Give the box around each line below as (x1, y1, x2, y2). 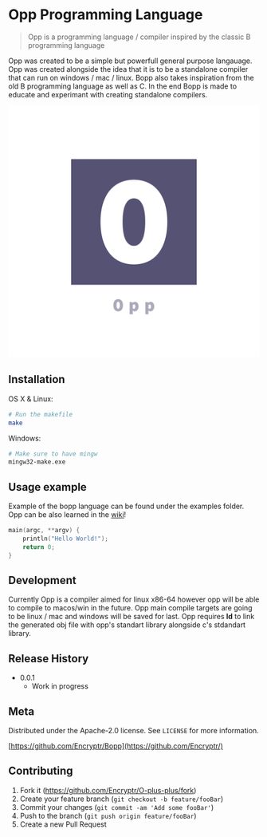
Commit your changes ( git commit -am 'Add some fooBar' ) (19, 802, 214, 811)
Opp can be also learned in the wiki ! (8, 510, 127, 519)
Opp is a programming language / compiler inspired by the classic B (27, 32, 251, 41)
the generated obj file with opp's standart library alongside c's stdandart (8, 620, 245, 630)
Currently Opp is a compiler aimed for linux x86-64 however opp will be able (8, 594, 260, 604)
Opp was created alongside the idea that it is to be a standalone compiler (8, 64, 249, 73)
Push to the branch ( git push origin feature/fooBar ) (19, 811, 197, 820)
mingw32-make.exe (8, 458, 66, 466)
